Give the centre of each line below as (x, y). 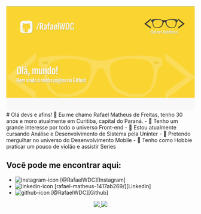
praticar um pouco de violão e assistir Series (61, 147)
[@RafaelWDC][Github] (80, 192)
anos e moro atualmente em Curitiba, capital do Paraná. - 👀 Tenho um (92, 121)
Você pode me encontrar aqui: (64, 165)
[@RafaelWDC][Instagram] (92, 180)
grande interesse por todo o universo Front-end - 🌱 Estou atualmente (91, 128)
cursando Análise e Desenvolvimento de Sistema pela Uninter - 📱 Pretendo (98, 134)
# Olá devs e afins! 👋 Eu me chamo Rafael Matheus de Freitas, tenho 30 (95, 115)
